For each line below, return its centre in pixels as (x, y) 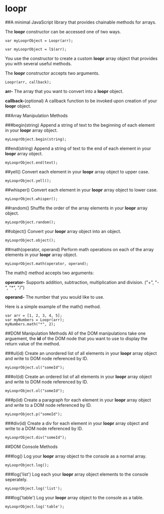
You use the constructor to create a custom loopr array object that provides (81, 58)
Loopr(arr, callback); (28, 82)
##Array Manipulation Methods (36, 115)
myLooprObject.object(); (30, 240)
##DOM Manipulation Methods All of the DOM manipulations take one (75, 333)
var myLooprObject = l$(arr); (36, 49)
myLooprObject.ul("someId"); (35, 367)
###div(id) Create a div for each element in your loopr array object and (77, 423)
